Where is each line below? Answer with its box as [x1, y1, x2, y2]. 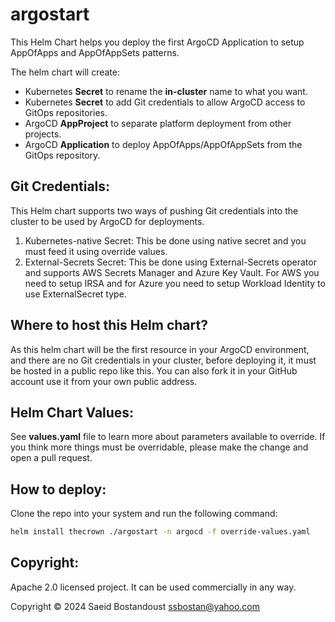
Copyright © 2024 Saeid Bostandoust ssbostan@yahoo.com [10, 600, 261, 612]
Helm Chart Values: [10, 404, 135, 421]
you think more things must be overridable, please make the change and [10, 441, 309, 453]
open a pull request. [10, 452, 93, 464]
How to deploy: [10, 481, 107, 498]
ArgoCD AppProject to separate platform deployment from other [24, 117, 292, 129]
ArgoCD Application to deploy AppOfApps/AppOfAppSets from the [24, 138, 303, 150]
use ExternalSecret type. [24, 288, 127, 300]
